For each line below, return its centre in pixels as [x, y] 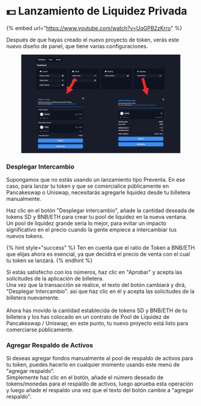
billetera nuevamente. [33, 297]
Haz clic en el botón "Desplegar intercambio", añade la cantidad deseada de [100, 210]
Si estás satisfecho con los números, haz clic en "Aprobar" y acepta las [94, 272]
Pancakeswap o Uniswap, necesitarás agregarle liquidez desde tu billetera [98, 192]
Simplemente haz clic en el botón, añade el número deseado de [85, 378]
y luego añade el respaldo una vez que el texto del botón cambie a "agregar [100, 390]
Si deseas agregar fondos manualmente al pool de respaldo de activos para [100, 358]
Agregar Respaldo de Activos [50, 345]
